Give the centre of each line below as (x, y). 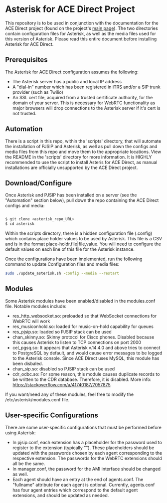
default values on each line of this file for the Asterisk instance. (70, 249)
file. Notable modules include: (36, 306)
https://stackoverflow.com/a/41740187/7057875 (61, 384)
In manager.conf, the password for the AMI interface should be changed (86, 469)
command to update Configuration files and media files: (62, 264)
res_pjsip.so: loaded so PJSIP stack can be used (62, 332)
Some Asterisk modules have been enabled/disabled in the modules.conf (80, 301)
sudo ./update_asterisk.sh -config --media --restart (62, 273)
